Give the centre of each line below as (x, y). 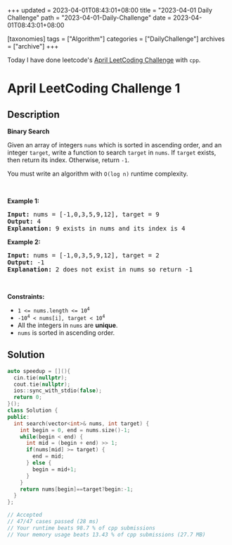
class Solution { (33, 411)
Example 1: (24, 201)
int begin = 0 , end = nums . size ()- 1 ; (75, 430)
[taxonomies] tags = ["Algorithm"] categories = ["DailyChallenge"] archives (116, 39)
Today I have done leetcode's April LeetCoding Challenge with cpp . (104, 60)
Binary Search (28, 131)
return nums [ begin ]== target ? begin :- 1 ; (77, 489)
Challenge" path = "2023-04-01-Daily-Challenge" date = (90, 18)
